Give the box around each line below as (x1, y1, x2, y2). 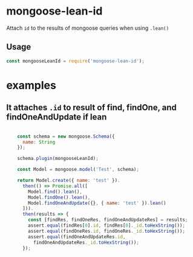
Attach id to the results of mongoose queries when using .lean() (6, 24, 169, 32)
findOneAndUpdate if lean (6, 112, 107, 122)
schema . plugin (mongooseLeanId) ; (17, 156, 99, 162)
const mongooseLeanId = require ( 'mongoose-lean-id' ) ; (6, 58, 145, 64)
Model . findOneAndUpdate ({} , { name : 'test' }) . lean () (28, 200, 166, 206)
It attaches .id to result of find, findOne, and (6, 102, 177, 113)
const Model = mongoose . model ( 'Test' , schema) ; (17, 167, 139, 173)
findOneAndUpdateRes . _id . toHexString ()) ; (33, 239, 139, 245)
